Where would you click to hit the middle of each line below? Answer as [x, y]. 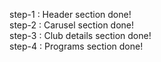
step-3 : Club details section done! [80, 35]
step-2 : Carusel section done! [72, 25]
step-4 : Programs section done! [76, 46]
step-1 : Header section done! [70, 14]
